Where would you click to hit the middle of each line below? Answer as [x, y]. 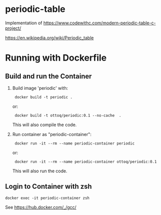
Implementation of [24, 23]
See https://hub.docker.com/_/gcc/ [41, 207]
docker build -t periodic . [44, 97]
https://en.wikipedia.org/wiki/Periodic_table [50, 38]
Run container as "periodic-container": [52, 134]
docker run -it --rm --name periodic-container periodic [75, 143]
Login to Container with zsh [49, 186]
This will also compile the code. [44, 125]
